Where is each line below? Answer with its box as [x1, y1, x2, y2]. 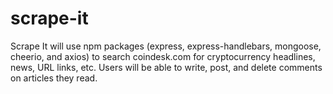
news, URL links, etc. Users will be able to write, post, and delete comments [10, 61, 323, 73]
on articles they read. [10, 72, 98, 84]
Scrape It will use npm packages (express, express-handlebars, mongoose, [10, 40, 322, 52]
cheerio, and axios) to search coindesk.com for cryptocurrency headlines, [10, 50, 316, 62]
